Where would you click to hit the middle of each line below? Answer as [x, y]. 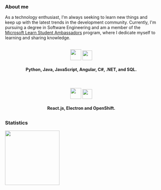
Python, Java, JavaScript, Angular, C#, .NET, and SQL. [81, 70]
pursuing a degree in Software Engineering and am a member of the [73, 28]
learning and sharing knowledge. [38, 38]
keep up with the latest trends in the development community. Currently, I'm [80, 22]
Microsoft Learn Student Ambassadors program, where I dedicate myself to [80, 33]
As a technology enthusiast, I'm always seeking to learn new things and [76, 17]
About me [17, 7]
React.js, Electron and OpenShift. [81, 108]
